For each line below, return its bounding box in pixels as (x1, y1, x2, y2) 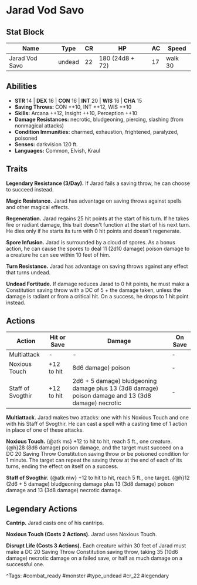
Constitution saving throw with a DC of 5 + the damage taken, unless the (6, 286, 182, 294)
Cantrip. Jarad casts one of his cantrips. (6, 519, 104, 526)
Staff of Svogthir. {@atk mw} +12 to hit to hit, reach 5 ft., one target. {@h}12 (6, 474, 190, 482)
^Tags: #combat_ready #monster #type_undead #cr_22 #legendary (6, 572, 169, 579)
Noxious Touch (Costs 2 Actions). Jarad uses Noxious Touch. (6, 531, 157, 538)
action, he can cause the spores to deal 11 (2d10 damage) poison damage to (6, 245, 190, 252)
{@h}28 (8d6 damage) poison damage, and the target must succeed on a (6, 444, 184, 451)
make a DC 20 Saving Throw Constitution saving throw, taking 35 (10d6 (6, 549, 178, 556)
